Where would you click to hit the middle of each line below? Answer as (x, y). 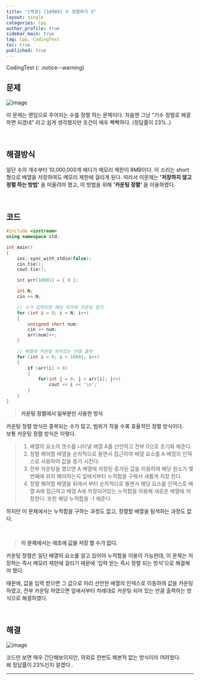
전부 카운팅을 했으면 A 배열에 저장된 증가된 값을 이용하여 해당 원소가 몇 (111, 468)
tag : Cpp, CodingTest (33, 39)
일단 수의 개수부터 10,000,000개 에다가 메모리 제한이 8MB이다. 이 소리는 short (98, 170)
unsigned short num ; (53, 324)
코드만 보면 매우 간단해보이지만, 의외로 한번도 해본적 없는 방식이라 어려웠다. (93, 657)
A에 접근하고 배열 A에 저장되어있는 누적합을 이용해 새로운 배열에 (110, 491)
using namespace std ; (33, 237)
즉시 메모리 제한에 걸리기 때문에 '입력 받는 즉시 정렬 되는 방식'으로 (98, 563)
